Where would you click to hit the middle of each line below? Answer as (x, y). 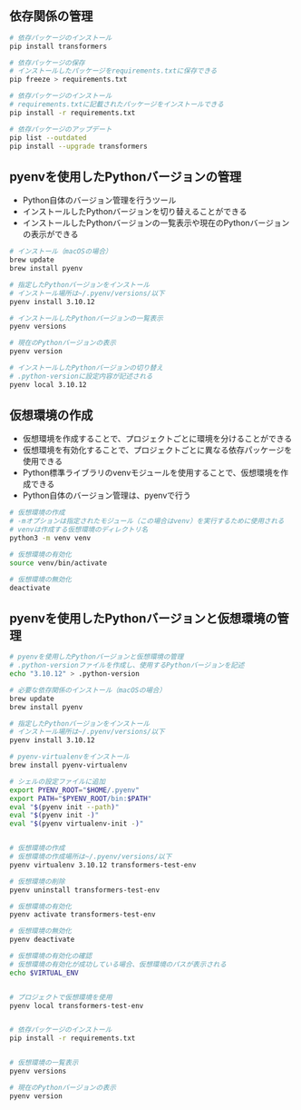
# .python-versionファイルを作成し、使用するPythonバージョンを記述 (127, 666)
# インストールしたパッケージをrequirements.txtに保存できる (113, 71)
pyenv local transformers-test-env (77, 1006)
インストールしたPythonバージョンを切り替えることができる (135, 212)
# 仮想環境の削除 (37, 881)
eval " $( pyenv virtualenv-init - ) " (77, 824)
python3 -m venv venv (50, 539)
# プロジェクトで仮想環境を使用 (61, 997)
